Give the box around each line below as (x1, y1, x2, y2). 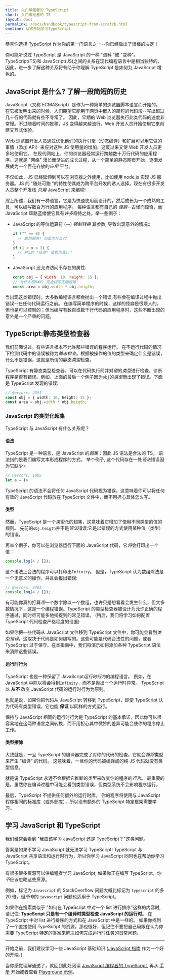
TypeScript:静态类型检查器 (5, 329, 90, 338)
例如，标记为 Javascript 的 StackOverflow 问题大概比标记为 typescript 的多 (5, 887, 164, 893)
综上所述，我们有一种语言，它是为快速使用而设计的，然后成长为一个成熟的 (5, 197, 160, 203)
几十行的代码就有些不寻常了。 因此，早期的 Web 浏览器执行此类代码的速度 (5, 114, 160, 120)
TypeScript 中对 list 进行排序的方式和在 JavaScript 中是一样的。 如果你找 (5, 917, 157, 923)
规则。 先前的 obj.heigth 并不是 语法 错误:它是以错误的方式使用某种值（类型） (5, 525, 163, 531)
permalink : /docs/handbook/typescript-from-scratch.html (5, 21, 128, 27)
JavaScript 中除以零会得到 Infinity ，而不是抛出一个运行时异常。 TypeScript (5, 680, 164, 686)
